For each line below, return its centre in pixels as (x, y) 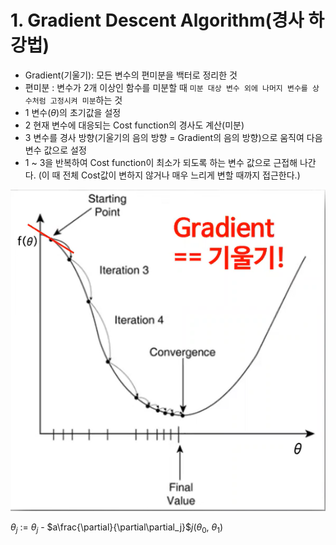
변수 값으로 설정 (55, 150)
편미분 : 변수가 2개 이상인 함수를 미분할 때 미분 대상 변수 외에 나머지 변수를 (166, 87)
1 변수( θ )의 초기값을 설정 (73, 112)
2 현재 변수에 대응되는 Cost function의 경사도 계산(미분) (134, 125)
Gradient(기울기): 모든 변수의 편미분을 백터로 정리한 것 (131, 75)
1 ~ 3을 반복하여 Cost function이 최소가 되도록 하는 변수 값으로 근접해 (161, 162)
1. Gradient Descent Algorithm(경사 (157, 20)
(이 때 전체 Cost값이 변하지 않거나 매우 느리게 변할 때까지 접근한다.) (169, 175)
